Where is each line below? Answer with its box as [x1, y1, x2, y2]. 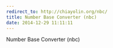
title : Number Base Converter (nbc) [6, 14, 97, 20]
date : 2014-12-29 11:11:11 [6, 20, 73, 25]
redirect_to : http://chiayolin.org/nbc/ [6, 8, 108, 15]
